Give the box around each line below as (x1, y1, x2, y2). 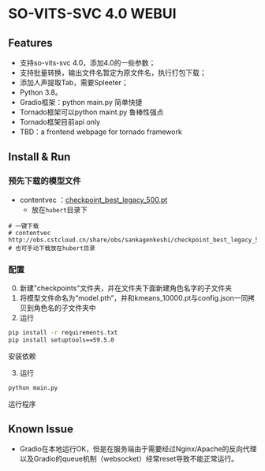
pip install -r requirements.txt (8, 328, 118, 336)
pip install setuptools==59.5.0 (8, 336, 114, 344)
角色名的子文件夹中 (33, 303, 96, 312)
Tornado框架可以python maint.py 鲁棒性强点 (19, 107, 164, 117)
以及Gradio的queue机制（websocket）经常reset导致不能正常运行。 (19, 454, 239, 464)
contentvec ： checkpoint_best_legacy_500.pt (19, 195, 168, 204)
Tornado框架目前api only (19, 118, 101, 126)
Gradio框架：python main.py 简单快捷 (19, 98, 143, 107)
